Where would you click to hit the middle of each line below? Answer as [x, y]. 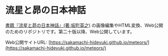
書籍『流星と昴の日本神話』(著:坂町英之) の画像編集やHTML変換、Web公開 [84, 25]
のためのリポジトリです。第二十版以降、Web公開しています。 [70, 31]
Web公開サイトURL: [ [28, 42]
